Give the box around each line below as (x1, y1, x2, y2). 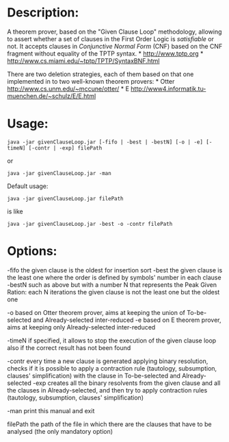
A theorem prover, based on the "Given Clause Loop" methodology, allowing (7, 27, 222, 36)
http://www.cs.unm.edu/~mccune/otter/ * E (7, 84, 130, 93)
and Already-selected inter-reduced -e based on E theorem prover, (33, 316, 221, 324)
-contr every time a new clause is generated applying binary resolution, (7, 357, 208, 365)
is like (7, 207, 24, 216)
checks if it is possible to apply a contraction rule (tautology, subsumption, (7, 364, 217, 372)
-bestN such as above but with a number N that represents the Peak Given (7, 280, 217, 289)
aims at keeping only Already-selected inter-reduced (7, 323, 156, 331)
